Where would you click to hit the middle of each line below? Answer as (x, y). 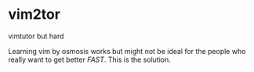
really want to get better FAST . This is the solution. (89, 59)
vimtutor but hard (36, 36)
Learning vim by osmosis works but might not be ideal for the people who (127, 51)
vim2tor (34, 14)
